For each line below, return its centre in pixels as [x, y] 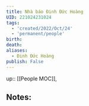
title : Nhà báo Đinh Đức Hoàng [45, 12]
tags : [13, 23]
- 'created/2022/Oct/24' [42, 28]
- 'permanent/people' [38, 34]
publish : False [25, 61]
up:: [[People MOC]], [32, 79]
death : [14, 45]
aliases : [17, 51]
